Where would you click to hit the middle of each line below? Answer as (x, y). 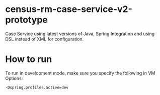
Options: (14, 78)
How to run (29, 59)
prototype (26, 20)
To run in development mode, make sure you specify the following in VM (80, 73)
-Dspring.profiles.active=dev (37, 87)
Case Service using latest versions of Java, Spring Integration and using (80, 33)
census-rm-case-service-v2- (69, 9)
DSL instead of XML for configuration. (45, 39)
